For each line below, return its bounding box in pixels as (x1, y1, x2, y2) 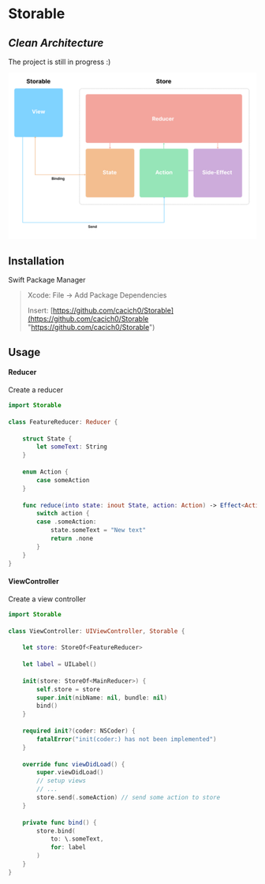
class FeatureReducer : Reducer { (8, 418, 118, 426)
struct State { (22, 435, 73, 443)
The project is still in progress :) (8, 57, 111, 66)
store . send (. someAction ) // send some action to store (36, 794, 221, 802)
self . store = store (36, 685, 101, 693)
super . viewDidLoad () (36, 769, 104, 777)
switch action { (36, 510, 90, 518)
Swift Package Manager (8, 275, 86, 285)
